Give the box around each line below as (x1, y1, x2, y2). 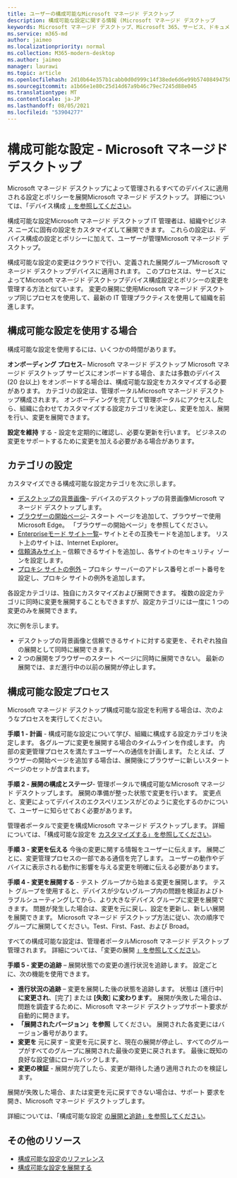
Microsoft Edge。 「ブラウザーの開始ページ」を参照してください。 (17, 520, 212, 530)
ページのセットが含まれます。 (7, 765, 94, 773)
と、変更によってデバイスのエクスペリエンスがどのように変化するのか (7, 797, 210, 806)
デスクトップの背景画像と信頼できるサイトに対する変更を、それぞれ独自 (17, 636, 228, 645)
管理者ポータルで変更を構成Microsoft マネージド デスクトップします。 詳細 (7, 821, 225, 830)
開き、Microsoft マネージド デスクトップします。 (7, 1097, 149, 1105)
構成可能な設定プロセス (7, 686, 109, 698)
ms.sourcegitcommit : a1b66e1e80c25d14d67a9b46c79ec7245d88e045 (7, 83, 197, 90)
